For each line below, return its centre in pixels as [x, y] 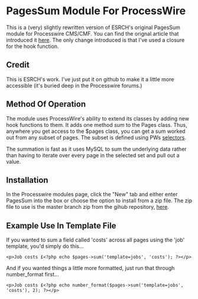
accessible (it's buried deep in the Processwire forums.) [74, 85]
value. [14, 161]
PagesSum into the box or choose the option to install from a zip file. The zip [99, 201]
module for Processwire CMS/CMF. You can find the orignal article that [92, 33]
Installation [27, 180]
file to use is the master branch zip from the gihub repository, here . [88, 207]
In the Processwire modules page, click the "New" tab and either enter [92, 195]
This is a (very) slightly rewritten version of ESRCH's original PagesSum [93, 27]
